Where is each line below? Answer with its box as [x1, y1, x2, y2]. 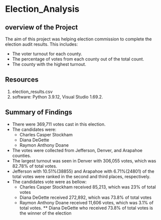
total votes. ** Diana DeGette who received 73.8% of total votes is [19, 205, 153, 211]
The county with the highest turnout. [12, 62, 86, 67]
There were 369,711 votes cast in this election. [12, 121, 106, 127]
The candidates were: [12, 126, 56, 132]
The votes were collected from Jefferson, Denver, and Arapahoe [12, 147, 143, 153]
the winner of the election [19, 210, 72, 216]
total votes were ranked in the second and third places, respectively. [12, 173, 151, 179]
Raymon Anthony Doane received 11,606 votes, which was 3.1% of [19, 199, 154, 205]
